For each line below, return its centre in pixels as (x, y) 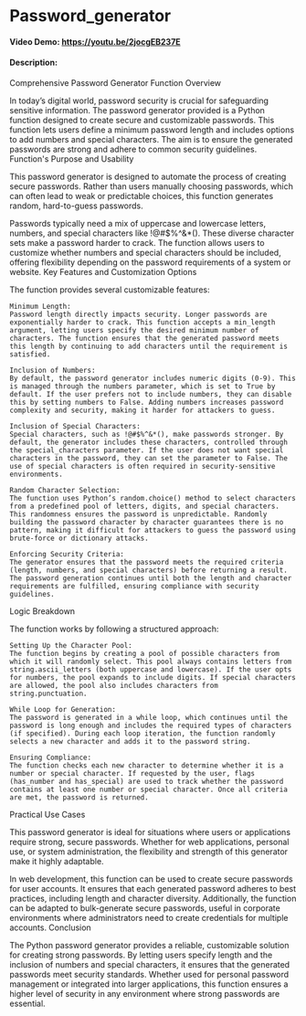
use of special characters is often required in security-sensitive (142, 466)
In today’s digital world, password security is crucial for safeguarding (139, 101)
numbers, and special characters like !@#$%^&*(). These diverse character (152, 233)
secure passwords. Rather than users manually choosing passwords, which (152, 186)
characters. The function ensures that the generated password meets (145, 338)
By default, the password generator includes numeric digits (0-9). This (153, 378)
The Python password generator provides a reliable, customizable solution (149, 945)
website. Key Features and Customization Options (103, 271)
